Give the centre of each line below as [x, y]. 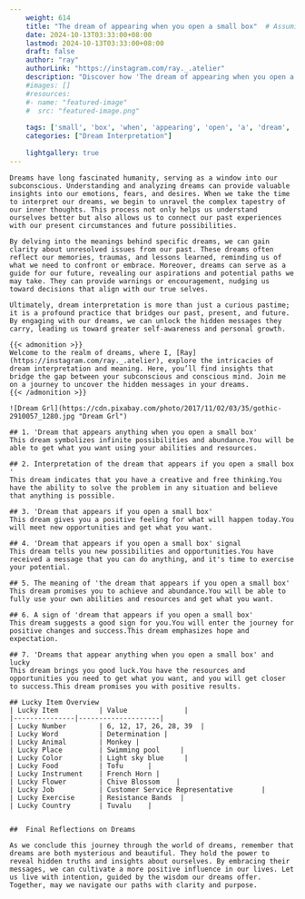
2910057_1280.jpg [42, 416]
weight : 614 [48, 18]
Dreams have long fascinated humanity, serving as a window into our [144, 178]
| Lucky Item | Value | [99, 710]
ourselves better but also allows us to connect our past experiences [146, 217]
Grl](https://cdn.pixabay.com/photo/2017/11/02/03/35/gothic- [162, 408]
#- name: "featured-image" [77, 102]
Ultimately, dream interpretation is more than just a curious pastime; [150, 305]
